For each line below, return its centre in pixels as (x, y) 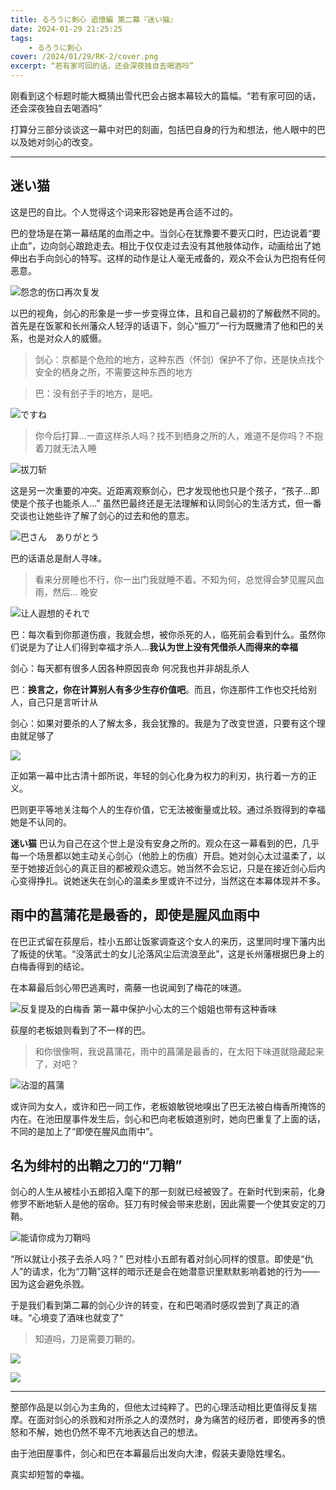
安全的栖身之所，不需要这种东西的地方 (113, 372)
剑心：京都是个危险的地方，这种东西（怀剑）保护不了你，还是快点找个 (179, 359)
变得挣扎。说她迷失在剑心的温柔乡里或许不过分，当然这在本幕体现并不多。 (172, 880)
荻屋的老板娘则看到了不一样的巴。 (80, 1030)
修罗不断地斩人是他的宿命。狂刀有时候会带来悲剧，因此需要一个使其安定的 (163, 1204)
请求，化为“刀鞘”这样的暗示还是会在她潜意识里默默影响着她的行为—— (175, 1272)
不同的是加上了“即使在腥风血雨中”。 (84, 1131)
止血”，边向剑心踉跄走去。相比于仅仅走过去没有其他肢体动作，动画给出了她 (166, 245)
